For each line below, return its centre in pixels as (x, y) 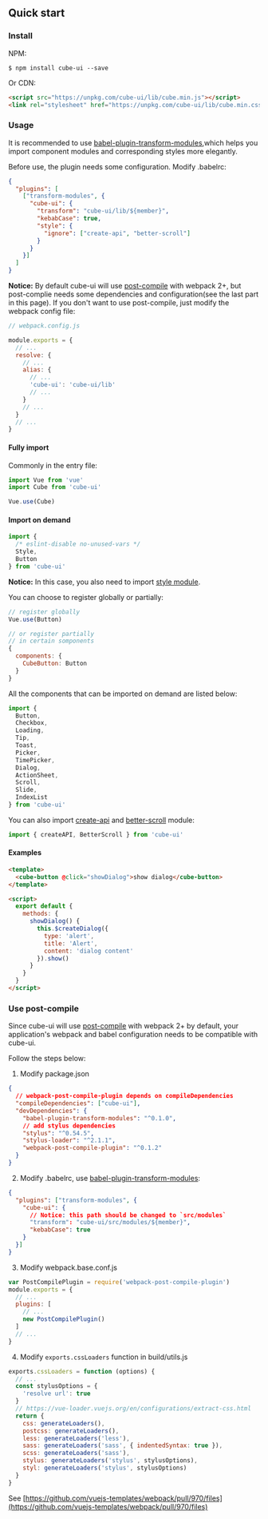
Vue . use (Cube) (32, 502)
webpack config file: (42, 312)
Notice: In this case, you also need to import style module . (104, 582)
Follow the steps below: (47, 1059)
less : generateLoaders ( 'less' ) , (76, 1438)
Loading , (30, 730)
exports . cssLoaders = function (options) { (82, 1371)
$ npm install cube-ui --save (59, 68)
